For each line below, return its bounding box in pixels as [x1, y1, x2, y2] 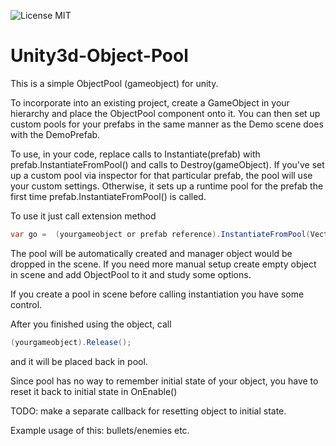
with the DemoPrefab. [10, 128, 101, 140]
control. [10, 298, 43, 310]
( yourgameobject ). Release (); [10, 337, 132, 347]
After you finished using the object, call [10, 318, 172, 330]
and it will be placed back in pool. [10, 355, 148, 367]
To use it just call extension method [10, 210, 157, 222]
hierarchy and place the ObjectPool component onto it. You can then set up [10, 107, 321, 119]
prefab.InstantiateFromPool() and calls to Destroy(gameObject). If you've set [10, 158, 325, 170]
